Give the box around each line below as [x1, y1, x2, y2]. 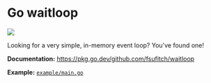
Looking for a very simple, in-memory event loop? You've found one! [7, 40, 204, 50]
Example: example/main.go [7, 68, 84, 76]
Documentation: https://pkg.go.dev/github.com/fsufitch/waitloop [7, 54, 195, 63]
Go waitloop [7, 5, 79, 21]
